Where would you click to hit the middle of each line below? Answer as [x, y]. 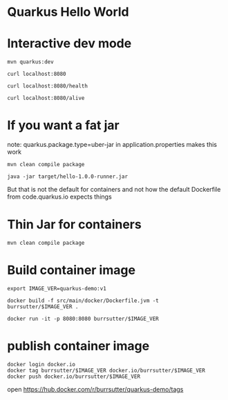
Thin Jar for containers [74, 224]
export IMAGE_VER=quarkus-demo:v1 [57, 288]
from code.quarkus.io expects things [59, 197]
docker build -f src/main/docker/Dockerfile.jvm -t [83, 301]
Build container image [72, 270]
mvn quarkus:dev [30, 62]
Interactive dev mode [69, 44]
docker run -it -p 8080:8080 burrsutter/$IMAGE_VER [83, 319]
